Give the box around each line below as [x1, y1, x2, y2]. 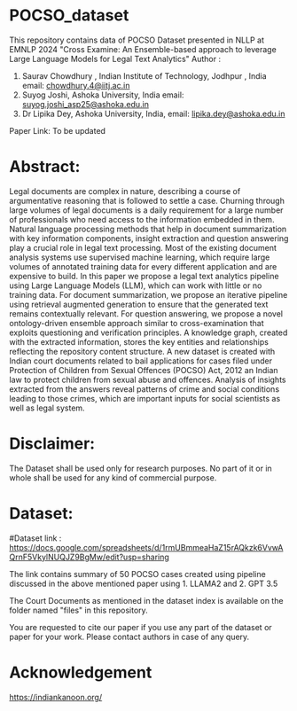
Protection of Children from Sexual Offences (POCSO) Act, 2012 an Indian [9, 364, 278, 375]
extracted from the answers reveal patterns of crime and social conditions [9, 383, 280, 395]
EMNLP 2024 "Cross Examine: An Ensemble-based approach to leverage [9, 43, 277, 54]
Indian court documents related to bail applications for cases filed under [9, 355, 273, 366]
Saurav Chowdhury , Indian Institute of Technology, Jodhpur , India [21, 70, 268, 81]
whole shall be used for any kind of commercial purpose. [9, 472, 217, 483]
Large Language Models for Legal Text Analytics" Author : [9, 53, 222, 64]
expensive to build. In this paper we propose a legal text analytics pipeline [9, 270, 279, 281]
